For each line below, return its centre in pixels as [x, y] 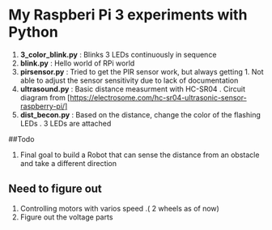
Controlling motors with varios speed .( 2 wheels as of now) [120, 208]
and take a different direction [68, 163]
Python [33, 32]
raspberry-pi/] [44, 106]
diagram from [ [45, 97]
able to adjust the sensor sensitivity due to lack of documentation [129, 80]
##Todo [21, 138]
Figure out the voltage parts [66, 217]
